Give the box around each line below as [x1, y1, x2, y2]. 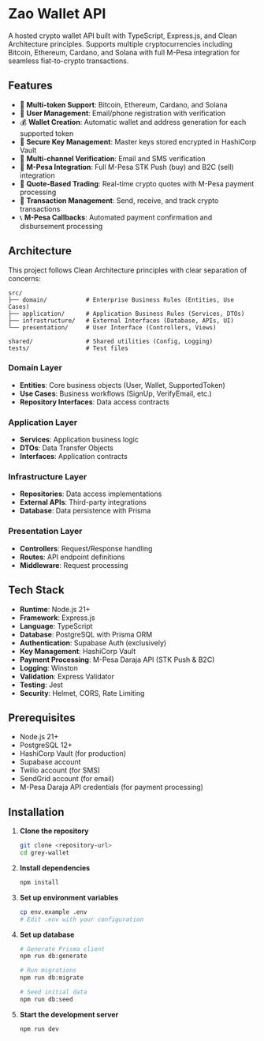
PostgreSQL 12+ [19, 740, 73, 750]
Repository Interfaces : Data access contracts [19, 396, 169, 407]
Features [8, 79, 53, 92]
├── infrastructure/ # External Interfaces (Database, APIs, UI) [8, 317, 235, 325]
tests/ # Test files [8, 344, 128, 352]
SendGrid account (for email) [19, 774, 114, 784]
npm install [19, 878, 59, 886]
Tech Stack [8, 584, 65, 597]
